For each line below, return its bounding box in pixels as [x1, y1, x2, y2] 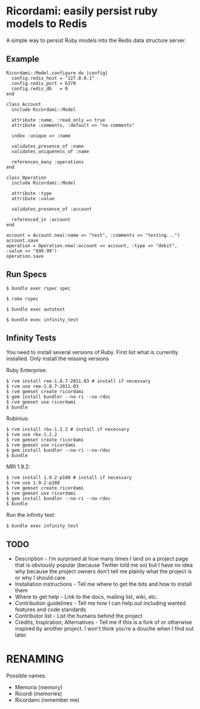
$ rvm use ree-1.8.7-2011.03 [6, 384, 79, 390]
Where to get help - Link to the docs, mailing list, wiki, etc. [14, 594, 158, 601]
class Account [6, 101, 42, 107]
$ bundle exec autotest [6, 306, 66, 312]
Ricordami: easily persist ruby [6, 4, 158, 18]
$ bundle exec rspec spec [6, 285, 70, 291]
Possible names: [6, 672, 47, 680]
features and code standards [14, 606, 87, 613]
